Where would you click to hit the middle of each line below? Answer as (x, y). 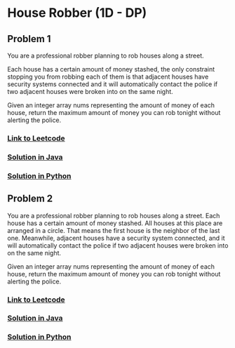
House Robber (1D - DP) (77, 13)
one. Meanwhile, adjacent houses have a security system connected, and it (116, 238)
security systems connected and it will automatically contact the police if (113, 84)
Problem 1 (29, 39)
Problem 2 (30, 199)
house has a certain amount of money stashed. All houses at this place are (115, 223)
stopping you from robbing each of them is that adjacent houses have (108, 76)
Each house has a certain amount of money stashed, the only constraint (111, 69)
